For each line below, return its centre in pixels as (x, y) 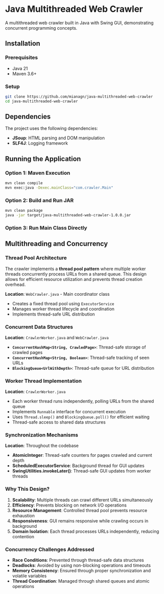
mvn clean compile (24, 183)
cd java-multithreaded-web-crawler (42, 101)
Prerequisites (21, 58)
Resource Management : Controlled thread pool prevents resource (80, 510)
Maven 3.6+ (24, 74)
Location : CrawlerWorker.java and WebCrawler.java (57, 337)
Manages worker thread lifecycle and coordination (63, 309)
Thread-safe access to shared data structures (59, 422)
